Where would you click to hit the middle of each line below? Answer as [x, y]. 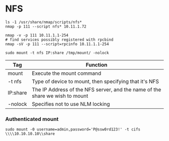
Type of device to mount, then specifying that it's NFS [96, 81]
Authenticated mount [32, 119]
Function [97, 65]
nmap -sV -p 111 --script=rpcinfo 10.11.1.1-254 [57, 44]
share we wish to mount [60, 96]
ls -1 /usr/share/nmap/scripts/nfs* [44, 22]
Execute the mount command [67, 73]
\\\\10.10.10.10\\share [30, 134]
